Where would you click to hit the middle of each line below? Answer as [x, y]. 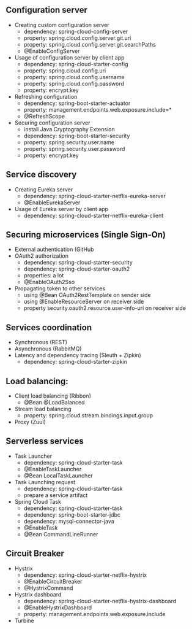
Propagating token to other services [60, 288]
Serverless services [45, 441]
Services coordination [49, 327]
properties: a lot [44, 276]
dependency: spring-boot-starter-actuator [77, 103]
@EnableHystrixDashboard [58, 608]
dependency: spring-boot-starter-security [77, 136]
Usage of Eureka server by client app [61, 209]
